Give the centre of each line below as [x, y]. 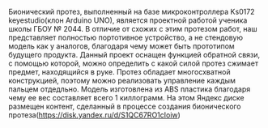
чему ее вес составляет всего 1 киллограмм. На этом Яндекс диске [126, 98]
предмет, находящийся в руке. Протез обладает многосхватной [119, 72]
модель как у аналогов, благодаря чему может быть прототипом [121, 46]
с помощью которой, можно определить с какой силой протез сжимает [134, 63]
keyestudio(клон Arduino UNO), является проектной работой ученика [128, 20]
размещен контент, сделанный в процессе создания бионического [125, 106]
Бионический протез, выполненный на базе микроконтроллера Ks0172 [132, 12]
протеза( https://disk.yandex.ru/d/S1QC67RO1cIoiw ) [94, 115]
